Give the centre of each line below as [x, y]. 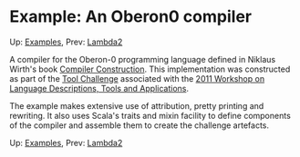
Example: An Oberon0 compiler [131, 17]
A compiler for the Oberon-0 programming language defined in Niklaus [143, 59]
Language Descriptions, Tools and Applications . [99, 88]
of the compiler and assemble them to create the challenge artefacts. [139, 125]
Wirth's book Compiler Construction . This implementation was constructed [150, 69]
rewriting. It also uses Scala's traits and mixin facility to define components [150, 115]
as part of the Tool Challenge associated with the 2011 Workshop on [137, 78]
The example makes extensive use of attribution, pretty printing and [137, 105]
